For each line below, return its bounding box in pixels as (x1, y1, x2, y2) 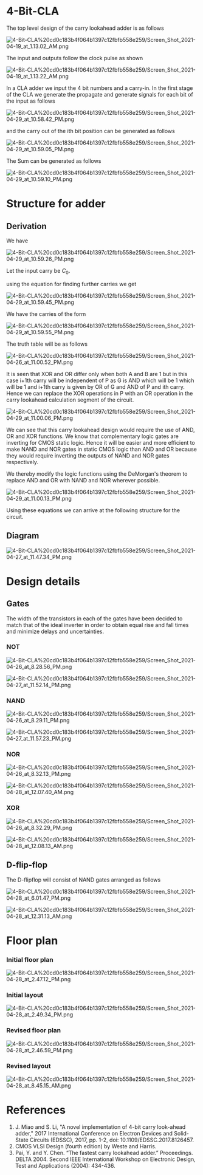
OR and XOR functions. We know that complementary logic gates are (6, 433, 179, 440)
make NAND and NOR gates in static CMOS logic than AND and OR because (6, 445, 198, 453)
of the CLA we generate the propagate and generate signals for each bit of (6, 91, 193, 98)
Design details (6, 574, 80, 588)
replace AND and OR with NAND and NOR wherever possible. (6, 476, 160, 484)
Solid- (174, 1129, 190, 1137)
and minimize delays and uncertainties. (6, 628, 105, 635)
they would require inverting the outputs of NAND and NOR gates (6, 451, 170, 459)
